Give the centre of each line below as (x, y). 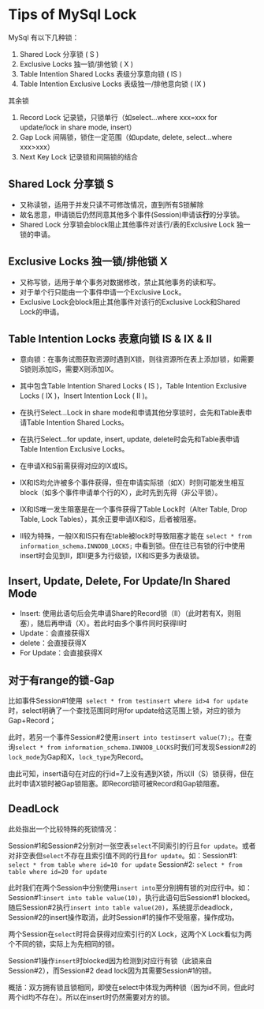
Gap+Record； (32, 720)
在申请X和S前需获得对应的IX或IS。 (76, 466)
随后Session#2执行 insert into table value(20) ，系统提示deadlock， (123, 907)
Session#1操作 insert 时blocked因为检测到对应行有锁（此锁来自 (110, 960)
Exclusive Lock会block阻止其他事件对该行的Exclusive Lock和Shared (130, 302)
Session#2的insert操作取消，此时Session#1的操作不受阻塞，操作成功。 (123, 917)
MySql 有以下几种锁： (44, 37)
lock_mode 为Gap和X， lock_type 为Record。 (78, 757)
